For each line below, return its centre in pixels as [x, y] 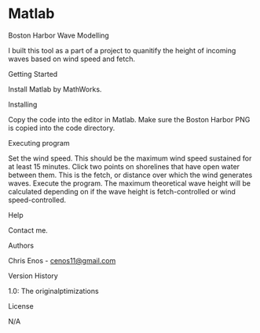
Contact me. [28, 230]
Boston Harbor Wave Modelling [59, 35]
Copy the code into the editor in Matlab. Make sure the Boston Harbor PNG [129, 119]
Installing [23, 104]
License [21, 306]
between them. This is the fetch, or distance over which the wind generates [130, 175]
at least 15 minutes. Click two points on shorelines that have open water [124, 166]
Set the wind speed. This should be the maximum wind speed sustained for [130, 158]
